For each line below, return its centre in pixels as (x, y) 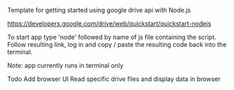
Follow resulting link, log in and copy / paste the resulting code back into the (117, 44)
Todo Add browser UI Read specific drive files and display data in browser (114, 79)
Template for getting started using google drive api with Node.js (99, 10)
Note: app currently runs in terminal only (65, 65)
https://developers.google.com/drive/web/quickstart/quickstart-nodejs (109, 23)
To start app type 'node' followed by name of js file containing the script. (112, 37)
